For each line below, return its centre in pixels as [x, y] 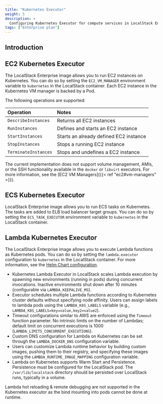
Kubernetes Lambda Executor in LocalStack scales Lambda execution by [85, 274]
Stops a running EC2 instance [91, 144]
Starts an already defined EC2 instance [102, 137]
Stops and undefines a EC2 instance [98, 152]
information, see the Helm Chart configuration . [52, 264]
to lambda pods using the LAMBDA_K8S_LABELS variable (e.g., [71, 305]
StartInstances [25, 136]
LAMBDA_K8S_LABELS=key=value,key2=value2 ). [56, 310]
